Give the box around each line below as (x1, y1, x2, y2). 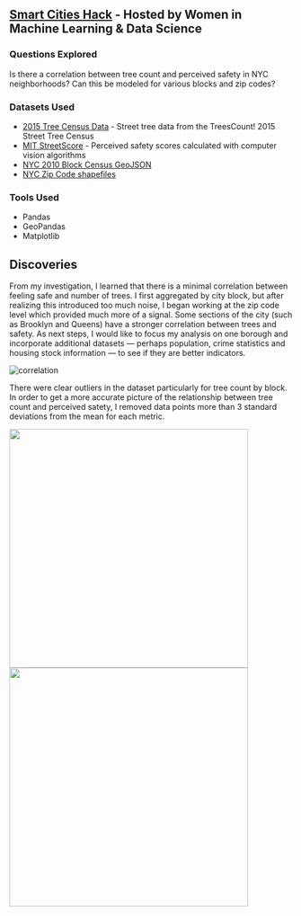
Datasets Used (9, 101, 75, 113)
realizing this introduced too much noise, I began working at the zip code (9, 300, 280, 311)
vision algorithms (22, 149, 86, 160)
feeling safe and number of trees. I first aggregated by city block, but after (9, 290, 285, 301)
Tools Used (9, 191, 60, 203)
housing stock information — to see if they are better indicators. (9, 348, 246, 359)
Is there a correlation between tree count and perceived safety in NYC (9, 68, 270, 79)
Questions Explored (9, 49, 98, 61)
